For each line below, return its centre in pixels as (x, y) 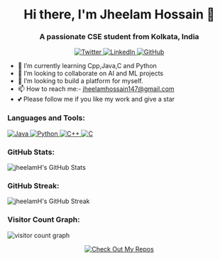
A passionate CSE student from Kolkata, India (119, 37)
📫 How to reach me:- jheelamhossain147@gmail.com (96, 89)
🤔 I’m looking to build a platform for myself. (80, 81)
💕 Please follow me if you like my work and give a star (96, 99)
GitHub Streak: (33, 186)
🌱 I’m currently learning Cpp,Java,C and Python (87, 66)
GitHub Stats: (31, 152)
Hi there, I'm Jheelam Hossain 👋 (119, 15)
